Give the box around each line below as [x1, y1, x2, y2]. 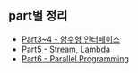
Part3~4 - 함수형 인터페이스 [21, 34, 120, 45]
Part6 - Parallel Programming [21, 53, 129, 64]
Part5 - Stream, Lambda [21, 44, 111, 54]
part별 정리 [8, 8, 68, 24]
